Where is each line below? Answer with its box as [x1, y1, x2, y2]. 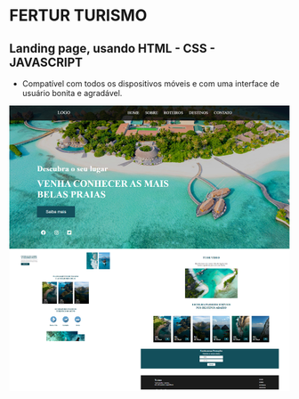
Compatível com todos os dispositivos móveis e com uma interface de [21, 78, 280, 89]
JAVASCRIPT [9, 54, 83, 69]
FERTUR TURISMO [9, 5, 148, 26]
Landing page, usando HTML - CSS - [9, 41, 216, 56]
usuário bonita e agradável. [21, 88, 123, 98]
